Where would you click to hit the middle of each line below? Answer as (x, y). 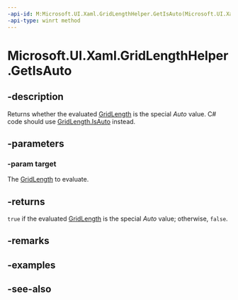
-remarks (28, 241)
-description (35, 97)
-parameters (36, 144)
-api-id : (20, 14)
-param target (32, 164)
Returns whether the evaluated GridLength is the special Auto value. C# (112, 113)
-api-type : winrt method (44, 21)
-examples (32, 265)
